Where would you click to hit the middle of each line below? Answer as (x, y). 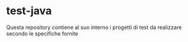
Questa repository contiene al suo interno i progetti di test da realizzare (94, 27)
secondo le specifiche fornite (42, 33)
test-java (29, 11)
